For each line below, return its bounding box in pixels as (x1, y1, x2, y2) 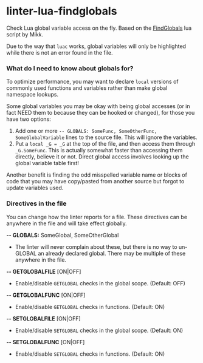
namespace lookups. (6, 91, 59, 98)
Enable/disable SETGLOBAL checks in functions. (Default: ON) (15, 350, 165, 358)
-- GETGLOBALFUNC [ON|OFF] (6, 291, 86, 299)
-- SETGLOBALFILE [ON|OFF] (6, 314, 81, 322)
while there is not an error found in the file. (6, 49, 113, 56)
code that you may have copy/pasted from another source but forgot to (6, 178, 185, 185)
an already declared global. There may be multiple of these (38, 249, 186, 257)
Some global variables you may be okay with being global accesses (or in (6, 103, 190, 110)
